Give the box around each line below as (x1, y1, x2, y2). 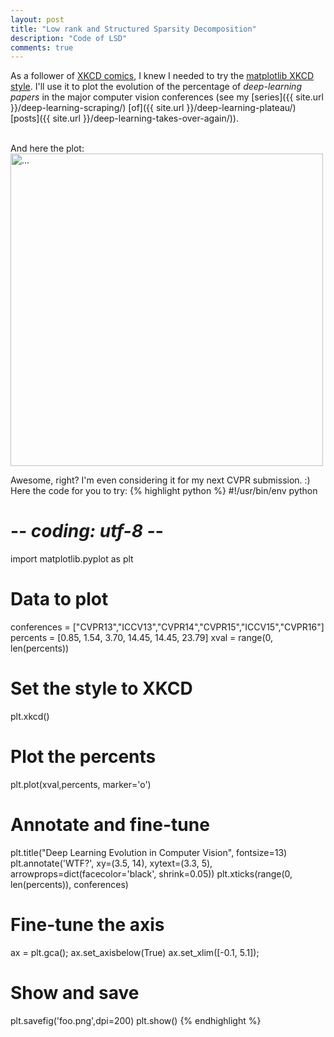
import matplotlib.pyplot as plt (10, 553, 134, 565)
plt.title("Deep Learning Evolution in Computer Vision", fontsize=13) (10, 846, 288, 858)
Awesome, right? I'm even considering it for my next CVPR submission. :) (10, 474, 311, 486)
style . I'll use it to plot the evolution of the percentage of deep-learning (10, 81, 302, 93)
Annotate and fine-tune (10, 814, 210, 836)
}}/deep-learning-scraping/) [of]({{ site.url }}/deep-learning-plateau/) (10, 102, 297, 114)
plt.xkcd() (10, 711, 50, 723)
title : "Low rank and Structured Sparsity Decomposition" (10, 24, 257, 34)
